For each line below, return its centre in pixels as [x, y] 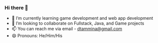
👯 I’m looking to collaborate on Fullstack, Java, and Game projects [78, 23]
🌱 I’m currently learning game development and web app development [82, 18]
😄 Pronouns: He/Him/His [37, 36]
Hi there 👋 [17, 8]
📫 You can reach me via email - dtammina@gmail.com [67, 29]
